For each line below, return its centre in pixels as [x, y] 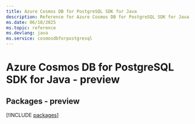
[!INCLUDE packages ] [32, 115]
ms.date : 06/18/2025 [31, 22]
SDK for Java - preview [63, 80]
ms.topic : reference [31, 28]
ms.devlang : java [27, 33]
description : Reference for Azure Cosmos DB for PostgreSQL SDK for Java [98, 17]
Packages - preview [43, 101]
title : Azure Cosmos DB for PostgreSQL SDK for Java [72, 11]
